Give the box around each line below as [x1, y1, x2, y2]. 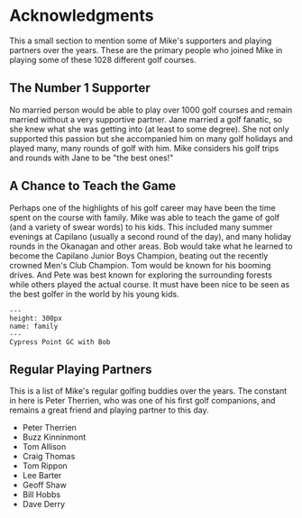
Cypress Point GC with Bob [9, 337, 111, 347]
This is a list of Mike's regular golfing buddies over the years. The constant [9, 386, 288, 396]
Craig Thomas [22, 451, 76, 462]
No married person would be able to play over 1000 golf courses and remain [9, 105, 293, 115]
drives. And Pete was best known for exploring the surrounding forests [9, 269, 272, 280]
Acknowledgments [9, 5, 155, 26]
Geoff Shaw [22, 479, 68, 491]
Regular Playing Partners [9, 361, 152, 377]
